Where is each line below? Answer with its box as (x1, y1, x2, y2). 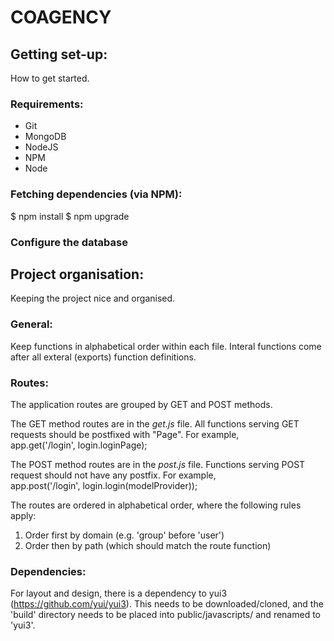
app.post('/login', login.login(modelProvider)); (10, 479, 198, 491)
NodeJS (24, 141, 59, 153)
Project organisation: (10, 266, 145, 283)
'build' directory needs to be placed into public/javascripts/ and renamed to (10, 609, 321, 621)
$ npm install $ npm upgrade (10, 210, 130, 222)
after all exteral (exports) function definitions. (10, 351, 197, 363)
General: (10, 317, 53, 331)
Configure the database (10, 235, 128, 249)
